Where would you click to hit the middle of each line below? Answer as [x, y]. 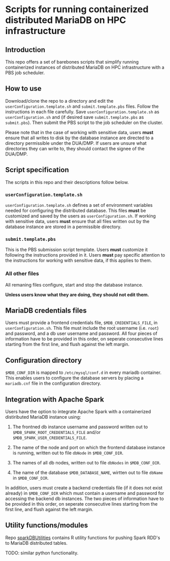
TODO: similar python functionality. [42, 553]
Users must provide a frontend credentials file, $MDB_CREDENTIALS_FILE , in [81, 323]
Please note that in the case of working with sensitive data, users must [79, 132]
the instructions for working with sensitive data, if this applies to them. [79, 261]
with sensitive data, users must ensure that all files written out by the [77, 221]
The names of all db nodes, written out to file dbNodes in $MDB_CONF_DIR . [87, 462]
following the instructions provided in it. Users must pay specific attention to [85, 255]
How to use [23, 89]
